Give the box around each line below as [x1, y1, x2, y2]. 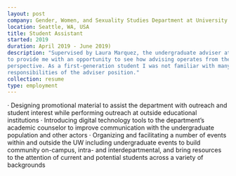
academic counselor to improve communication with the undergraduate [7, 123, 214, 132]
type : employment [7, 82, 58, 89]
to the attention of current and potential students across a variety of [7, 154, 204, 162]
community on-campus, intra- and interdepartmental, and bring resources [7, 146, 222, 154]
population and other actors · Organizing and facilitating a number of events [7, 131, 227, 140]
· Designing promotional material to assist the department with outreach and [7, 101, 228, 109]
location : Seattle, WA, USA [7, 23, 90, 30]
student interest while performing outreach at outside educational [7, 109, 197, 117]
